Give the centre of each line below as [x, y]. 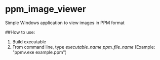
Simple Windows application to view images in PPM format [65, 23]
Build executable [29, 42]
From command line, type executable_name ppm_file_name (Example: [84, 47]
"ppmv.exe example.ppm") [39, 52]
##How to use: [20, 32]
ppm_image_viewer [46, 9]
